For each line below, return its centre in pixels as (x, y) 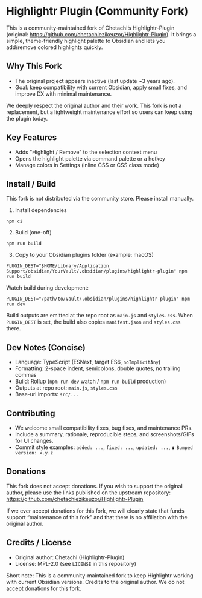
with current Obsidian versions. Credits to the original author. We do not (95, 582)
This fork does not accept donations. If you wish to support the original (94, 486)
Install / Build (31, 184)
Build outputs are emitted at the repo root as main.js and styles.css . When (99, 316)
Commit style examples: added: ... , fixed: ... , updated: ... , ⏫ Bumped (104, 447)
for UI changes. (34, 441)
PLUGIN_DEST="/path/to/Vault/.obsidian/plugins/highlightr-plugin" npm (98, 299)
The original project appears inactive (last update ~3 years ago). (95, 81)
